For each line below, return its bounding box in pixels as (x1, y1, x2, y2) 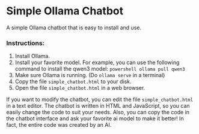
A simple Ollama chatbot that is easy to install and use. (6, 24, 142, 31)
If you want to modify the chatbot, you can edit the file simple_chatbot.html (6, 96, 194, 103)
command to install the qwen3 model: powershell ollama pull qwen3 (14, 65, 185, 72)
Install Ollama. (14, 53, 50, 60)
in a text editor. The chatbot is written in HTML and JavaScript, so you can (6, 102, 191, 109)
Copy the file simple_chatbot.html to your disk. (14, 78, 132, 85)
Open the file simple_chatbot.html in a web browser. (14, 84, 145, 92)
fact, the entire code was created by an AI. (6, 121, 112, 129)
